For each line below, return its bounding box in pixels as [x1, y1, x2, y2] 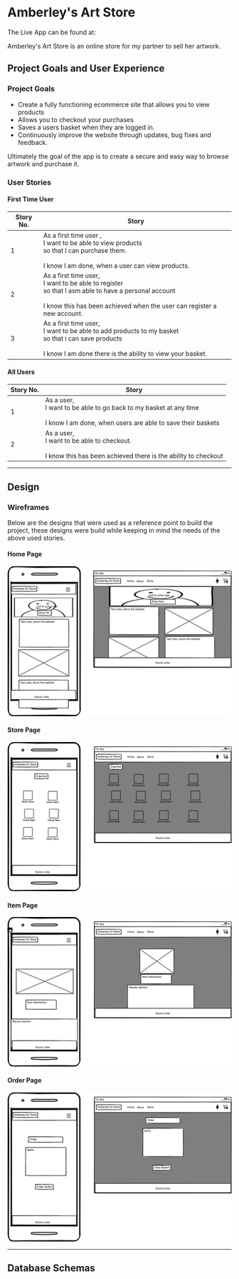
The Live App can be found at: [7, 28, 96, 36]
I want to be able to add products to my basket [43, 326, 179, 335]
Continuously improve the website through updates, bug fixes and [17, 130, 211, 139]
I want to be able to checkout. [45, 436, 132, 445]
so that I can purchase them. [43, 246, 127, 254]
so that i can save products [43, 334, 122, 343]
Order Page [7, 1076, 42, 1085]
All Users [7, 368, 36, 376]
